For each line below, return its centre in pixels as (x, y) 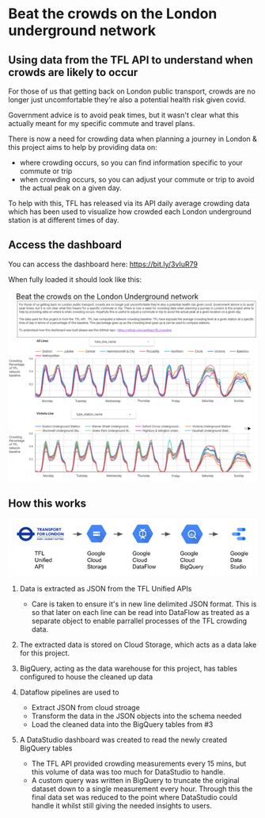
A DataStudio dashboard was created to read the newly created (123, 740)
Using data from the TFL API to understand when (131, 60)
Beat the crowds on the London (113, 14)
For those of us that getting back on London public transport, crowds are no (132, 91)
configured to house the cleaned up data (86, 677)
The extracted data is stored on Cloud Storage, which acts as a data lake (138, 644)
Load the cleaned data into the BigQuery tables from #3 (122, 724)
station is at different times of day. (64, 220)
